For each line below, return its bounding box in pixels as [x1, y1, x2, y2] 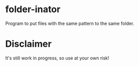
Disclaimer [5, 38, 52, 50]
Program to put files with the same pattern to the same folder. [5, 20, 134, 26]
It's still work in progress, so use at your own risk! [5, 55, 109, 61]
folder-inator [5, 4, 61, 15]
